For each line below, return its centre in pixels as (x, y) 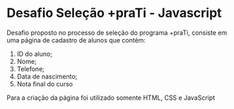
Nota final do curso (45, 84)
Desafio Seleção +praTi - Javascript (114, 13)
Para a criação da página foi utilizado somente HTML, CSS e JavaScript (111, 98)
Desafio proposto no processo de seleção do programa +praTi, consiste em (117, 33)
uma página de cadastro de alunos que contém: (76, 40)
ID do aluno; (34, 54)
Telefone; (31, 69)
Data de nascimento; (47, 76)
